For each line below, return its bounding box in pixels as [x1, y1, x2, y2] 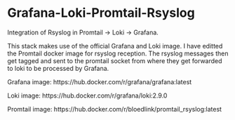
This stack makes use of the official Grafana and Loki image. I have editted [7, 41, 223, 50]
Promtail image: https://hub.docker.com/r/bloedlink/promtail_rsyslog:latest [7, 105, 222, 113]
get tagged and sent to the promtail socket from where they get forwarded [7, 56, 222, 65]
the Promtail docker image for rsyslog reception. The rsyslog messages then [7, 49, 229, 58]
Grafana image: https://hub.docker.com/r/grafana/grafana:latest [7, 77, 192, 86]
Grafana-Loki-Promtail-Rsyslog [7, 5, 195, 21]
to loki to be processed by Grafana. [7, 64, 109, 72]
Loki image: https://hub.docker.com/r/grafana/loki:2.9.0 [7, 91, 168, 100]
